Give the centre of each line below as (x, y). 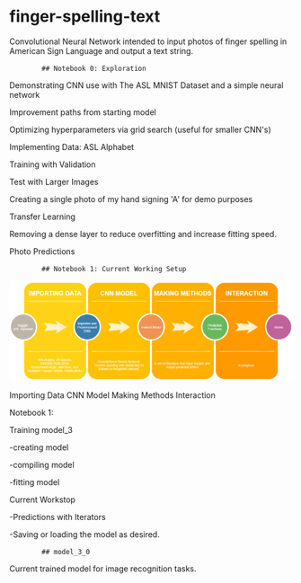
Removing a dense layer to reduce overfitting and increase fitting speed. (143, 234)
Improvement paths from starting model (83, 112)
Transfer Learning (43, 216)
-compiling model (42, 464)
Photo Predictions (42, 251)
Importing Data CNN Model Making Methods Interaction (112, 395)
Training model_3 (41, 429)
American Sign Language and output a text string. (102, 50)
